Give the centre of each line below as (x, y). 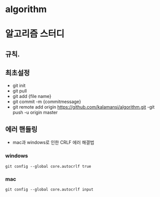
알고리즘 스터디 (35, 34)
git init (19, 85)
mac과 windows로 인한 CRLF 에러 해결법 (53, 142)
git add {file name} (32, 96)
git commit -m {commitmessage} (47, 102)
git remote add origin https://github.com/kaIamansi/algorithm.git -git (84, 107)
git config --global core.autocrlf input (49, 189)
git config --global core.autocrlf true (48, 166)
